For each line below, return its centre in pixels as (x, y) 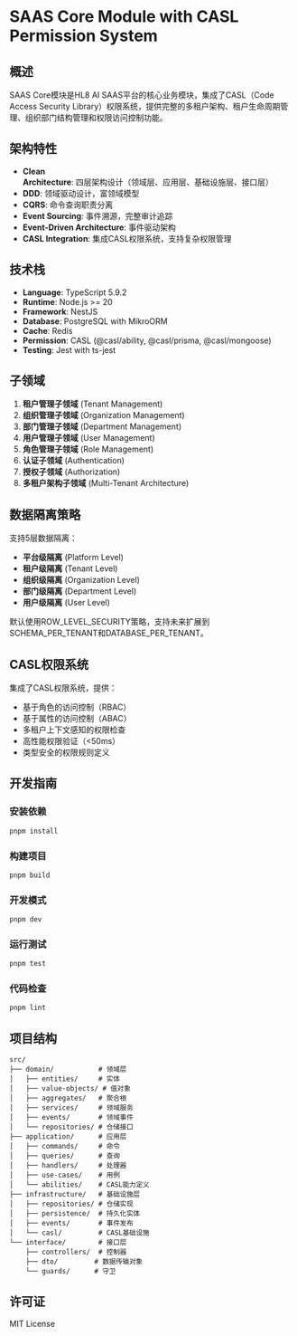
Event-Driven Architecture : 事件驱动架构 (99, 227)
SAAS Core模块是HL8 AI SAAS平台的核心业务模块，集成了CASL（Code (142, 95)
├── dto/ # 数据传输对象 (84, 1262)
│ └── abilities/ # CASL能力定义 (80, 1185)
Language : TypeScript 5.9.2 (74, 292)
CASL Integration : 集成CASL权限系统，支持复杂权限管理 (127, 238)
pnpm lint (28, 1008)
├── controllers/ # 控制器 (76, 1252)
